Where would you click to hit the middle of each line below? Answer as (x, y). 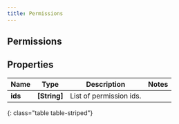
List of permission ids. (106, 96)
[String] (50, 96)
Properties (30, 65)
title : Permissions (35, 13)
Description (106, 84)
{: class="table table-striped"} (50, 113)
